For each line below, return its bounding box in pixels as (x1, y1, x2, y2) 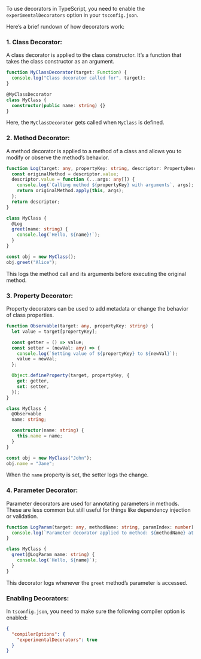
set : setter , (17, 383, 50, 390)
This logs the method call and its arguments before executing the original (6, 270, 187, 277)
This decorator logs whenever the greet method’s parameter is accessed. (6, 579, 188, 586)
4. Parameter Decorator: (6, 486, 78, 494)
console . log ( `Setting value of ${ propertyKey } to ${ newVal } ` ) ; (17, 350, 178, 357)
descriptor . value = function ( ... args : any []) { (11, 177, 135, 183)
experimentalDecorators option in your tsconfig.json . (6, 11, 139, 19)
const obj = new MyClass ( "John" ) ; (6, 455, 93, 461)
